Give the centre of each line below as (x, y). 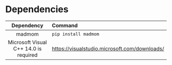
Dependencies (37, 9)
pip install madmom (76, 34)
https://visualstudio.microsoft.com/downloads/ (108, 48)
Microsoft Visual (27, 42)
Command (65, 25)
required (27, 55)
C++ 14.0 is (27, 48)
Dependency (27, 25)
